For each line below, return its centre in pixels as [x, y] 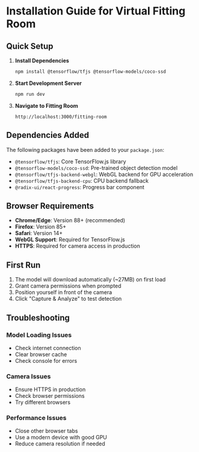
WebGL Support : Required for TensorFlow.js [70, 240]
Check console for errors [46, 360]
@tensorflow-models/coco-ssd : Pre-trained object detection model [96, 168]
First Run [23, 265]
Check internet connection [48, 348]
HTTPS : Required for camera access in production [77, 246]
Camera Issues [29, 376]
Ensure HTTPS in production [50, 389]
